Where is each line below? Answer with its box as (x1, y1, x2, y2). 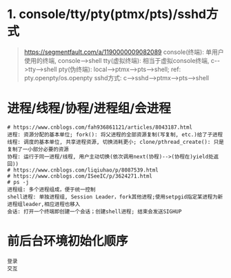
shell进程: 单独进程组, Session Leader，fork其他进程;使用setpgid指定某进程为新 (7, 193, 223, 201)
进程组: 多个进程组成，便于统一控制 (7, 186, 96, 193)
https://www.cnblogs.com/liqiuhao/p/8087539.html (13, 167, 159, 174)
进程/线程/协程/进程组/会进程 (7, 101, 171, 116)
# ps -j (7, 178, 30, 185)
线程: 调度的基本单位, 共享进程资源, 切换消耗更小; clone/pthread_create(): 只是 (7, 138, 224, 145)
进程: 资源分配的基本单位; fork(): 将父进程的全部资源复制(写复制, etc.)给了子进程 (7, 131, 223, 138)
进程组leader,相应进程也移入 (7, 201, 81, 207)
